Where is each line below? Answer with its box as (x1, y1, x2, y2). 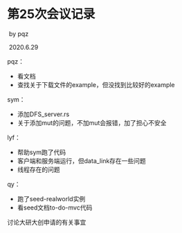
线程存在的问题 (17, 165, 60, 174)
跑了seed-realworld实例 (17, 194, 86, 203)
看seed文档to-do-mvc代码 (17, 203, 93, 212)
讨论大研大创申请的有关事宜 (7, 218, 87, 226)
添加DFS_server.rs (17, 110, 70, 118)
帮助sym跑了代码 (17, 148, 66, 156)
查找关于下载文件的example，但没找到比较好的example (17, 80, 175, 88)
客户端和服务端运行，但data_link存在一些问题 (17, 156, 147, 165)
